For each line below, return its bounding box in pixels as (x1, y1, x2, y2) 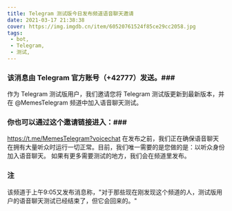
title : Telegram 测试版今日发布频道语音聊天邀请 (7, 10, 134, 17)
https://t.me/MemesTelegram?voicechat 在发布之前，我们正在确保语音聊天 (7, 134, 220, 143)
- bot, (10, 36, 30, 43)
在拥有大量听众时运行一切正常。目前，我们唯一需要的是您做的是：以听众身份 (7, 143, 225, 152)
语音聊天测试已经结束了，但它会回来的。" (19, 196, 137, 205)
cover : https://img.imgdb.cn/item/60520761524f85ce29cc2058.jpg (7, 23, 196, 30)
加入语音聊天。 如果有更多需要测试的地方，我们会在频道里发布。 (7, 152, 191, 160)
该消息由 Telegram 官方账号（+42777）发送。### (7, 73, 175, 82)
